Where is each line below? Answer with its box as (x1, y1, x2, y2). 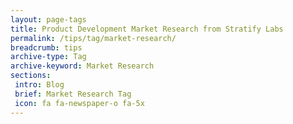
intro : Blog (14, 80, 65, 90)
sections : (10, 71, 52, 81)
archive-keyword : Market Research (10, 61, 155, 71)
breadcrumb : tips (10, 42, 83, 53)
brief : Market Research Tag (14, 89, 132, 99)
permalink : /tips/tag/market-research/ (10, 33, 177, 43)
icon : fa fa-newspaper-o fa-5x (14, 98, 145, 108)
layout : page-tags (10, 14, 87, 25)
